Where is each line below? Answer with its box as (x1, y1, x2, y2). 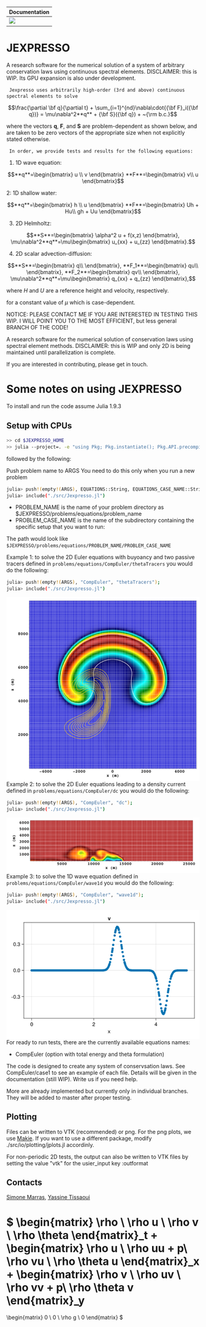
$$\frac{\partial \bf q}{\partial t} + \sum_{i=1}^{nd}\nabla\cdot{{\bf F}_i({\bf (8, 104, 198, 111)
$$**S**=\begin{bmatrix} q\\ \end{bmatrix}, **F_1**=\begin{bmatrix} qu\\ (7, 262, 199, 269)
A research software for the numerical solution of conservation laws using (6, 336, 194, 343)
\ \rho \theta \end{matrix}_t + (6, 1228, 158, 1242)
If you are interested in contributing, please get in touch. (6, 361, 148, 368)
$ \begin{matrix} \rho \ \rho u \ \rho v (6, 1215, 199, 1229)
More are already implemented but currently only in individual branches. (6, 1087, 189, 1095)
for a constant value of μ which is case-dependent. (6, 299, 136, 306)
